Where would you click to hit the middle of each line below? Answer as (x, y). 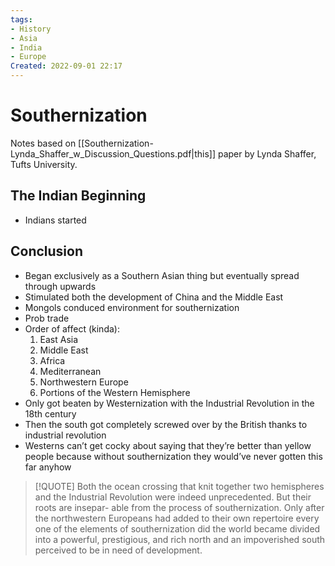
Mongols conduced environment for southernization (132, 307)
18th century (50, 413)
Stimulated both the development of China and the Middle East (154, 297)
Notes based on (43, 143)
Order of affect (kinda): (72, 328)
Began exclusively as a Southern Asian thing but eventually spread (162, 275)
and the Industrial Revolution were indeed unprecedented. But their (173, 497)
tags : (21, 19)
